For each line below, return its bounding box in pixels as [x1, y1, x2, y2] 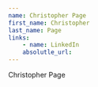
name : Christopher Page [8, 11, 87, 20]
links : [8, 33, 30, 42]
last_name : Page [8, 26, 62, 34]
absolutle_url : [22, 48, 73, 56]
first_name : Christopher [8, 19, 90, 27]
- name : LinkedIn [22, 41, 80, 49]
